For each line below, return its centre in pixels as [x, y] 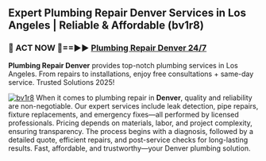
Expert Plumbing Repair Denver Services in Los [127, 13]
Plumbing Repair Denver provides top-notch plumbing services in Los [123, 65]
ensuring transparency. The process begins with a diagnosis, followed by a [131, 131]
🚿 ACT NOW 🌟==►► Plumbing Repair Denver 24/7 [108, 48]
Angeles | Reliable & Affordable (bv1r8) [106, 26]
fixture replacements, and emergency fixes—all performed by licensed [124, 114]
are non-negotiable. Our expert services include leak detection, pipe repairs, [133, 105]
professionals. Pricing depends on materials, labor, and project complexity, [130, 123]
